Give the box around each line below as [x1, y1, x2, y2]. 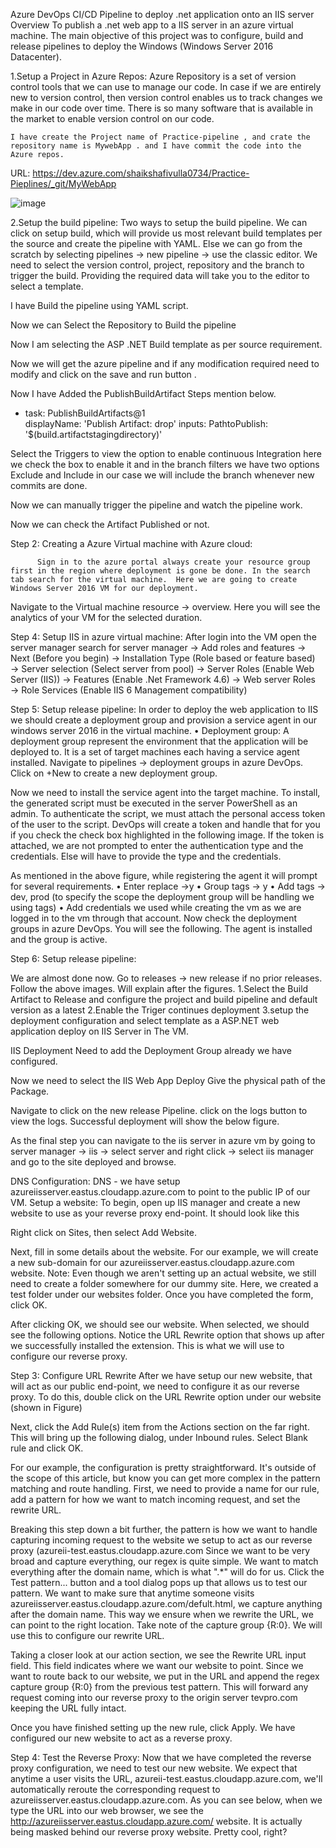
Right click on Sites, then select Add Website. [10, 1227, 197, 1238]
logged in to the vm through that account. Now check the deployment [10, 912, 298, 924]
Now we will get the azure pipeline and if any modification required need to [10, 358, 320, 369]
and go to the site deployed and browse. [10, 1156, 177, 1168]
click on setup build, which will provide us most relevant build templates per [10, 227, 323, 239]
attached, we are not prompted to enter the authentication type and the [10, 840, 304, 851]
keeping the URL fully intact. [10, 1702, 127, 1714]
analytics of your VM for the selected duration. [10, 612, 203, 623]
